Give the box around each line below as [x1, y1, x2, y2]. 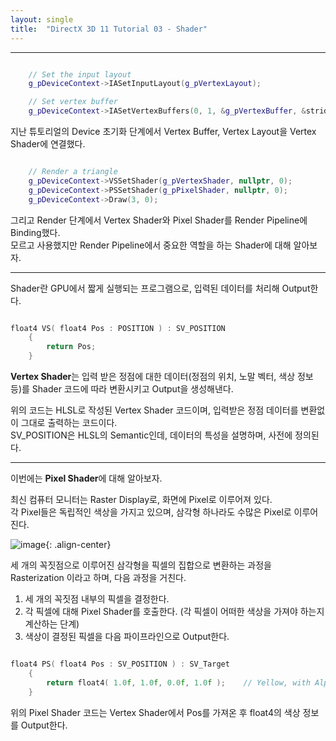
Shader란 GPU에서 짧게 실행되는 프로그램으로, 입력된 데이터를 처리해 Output [10, 282, 311, 294]
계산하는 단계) [24, 618, 80, 630]
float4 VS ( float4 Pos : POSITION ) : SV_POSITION [10, 323, 226, 333]
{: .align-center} [45, 539, 112, 550]
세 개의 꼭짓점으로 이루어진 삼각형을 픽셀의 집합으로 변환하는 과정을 [10, 559, 272, 571]
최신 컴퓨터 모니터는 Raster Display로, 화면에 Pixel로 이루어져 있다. [10, 494, 273, 505]
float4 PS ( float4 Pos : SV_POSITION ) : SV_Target [10, 659, 230, 669]
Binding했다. [10, 226, 61, 238]
